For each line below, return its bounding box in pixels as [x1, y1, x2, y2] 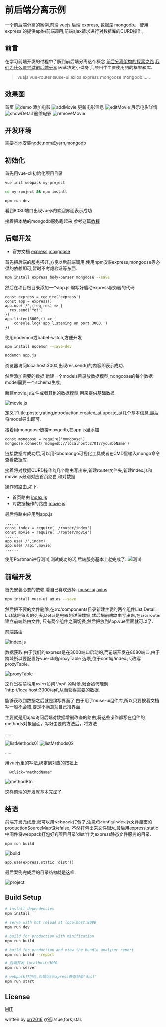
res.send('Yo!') [9, 307, 43, 313]
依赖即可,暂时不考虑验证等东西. [13, 265, 78, 271]
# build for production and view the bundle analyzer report [5, 947, 134, 952]
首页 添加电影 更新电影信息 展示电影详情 [5, 104, 158, 110]
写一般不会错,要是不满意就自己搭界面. [5, 703, 82, 710]
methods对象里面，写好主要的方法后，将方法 [5, 720, 97, 726]
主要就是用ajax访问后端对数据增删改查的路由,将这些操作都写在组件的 [5, 714, 145, 720]
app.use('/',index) [5, 539, 46, 544]
